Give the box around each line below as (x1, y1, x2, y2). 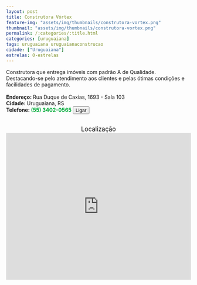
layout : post (6, 8, 38, 15)
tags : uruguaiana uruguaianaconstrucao (6, 42, 104, 48)
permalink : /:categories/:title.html (6, 31, 98, 36)
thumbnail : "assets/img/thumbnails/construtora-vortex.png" (6, 25, 157, 31)
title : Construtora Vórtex (6, 14, 72, 20)
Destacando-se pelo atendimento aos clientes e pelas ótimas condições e (6, 75, 185, 82)
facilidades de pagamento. (6, 81, 70, 88)
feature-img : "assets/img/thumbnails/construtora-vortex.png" (6, 19, 161, 25)
